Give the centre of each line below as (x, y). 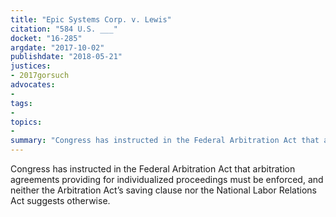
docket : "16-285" (46, 38)
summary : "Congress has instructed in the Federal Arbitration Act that (165, 141)
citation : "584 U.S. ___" (64, 29)
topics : (26, 122)
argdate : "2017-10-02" (57, 47)
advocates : (33, 85)
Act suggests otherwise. (60, 200)
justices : (31, 66)
